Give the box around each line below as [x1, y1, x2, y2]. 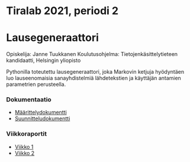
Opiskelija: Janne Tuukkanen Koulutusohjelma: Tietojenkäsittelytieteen [6, 51, 178, 58]
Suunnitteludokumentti [14, 115, 70, 122]
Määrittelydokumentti [14, 109, 67, 116]
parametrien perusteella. [6, 81, 66, 88]
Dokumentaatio [6, 95, 51, 104]
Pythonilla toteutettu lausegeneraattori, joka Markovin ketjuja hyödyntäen [6, 68, 185, 75]
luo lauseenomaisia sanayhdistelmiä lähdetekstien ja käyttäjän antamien [6, 75, 182, 82]
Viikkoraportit [6, 130, 47, 138]
